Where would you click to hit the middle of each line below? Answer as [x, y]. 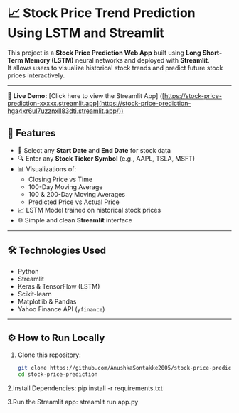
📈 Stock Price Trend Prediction [101, 13]
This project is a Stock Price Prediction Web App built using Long [104, 53]
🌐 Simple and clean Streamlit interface [75, 220]
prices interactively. [36, 75]
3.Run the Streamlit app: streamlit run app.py [73, 402]
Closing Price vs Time [60, 179]
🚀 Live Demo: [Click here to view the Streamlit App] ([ [86, 95]
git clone [32, 368]
